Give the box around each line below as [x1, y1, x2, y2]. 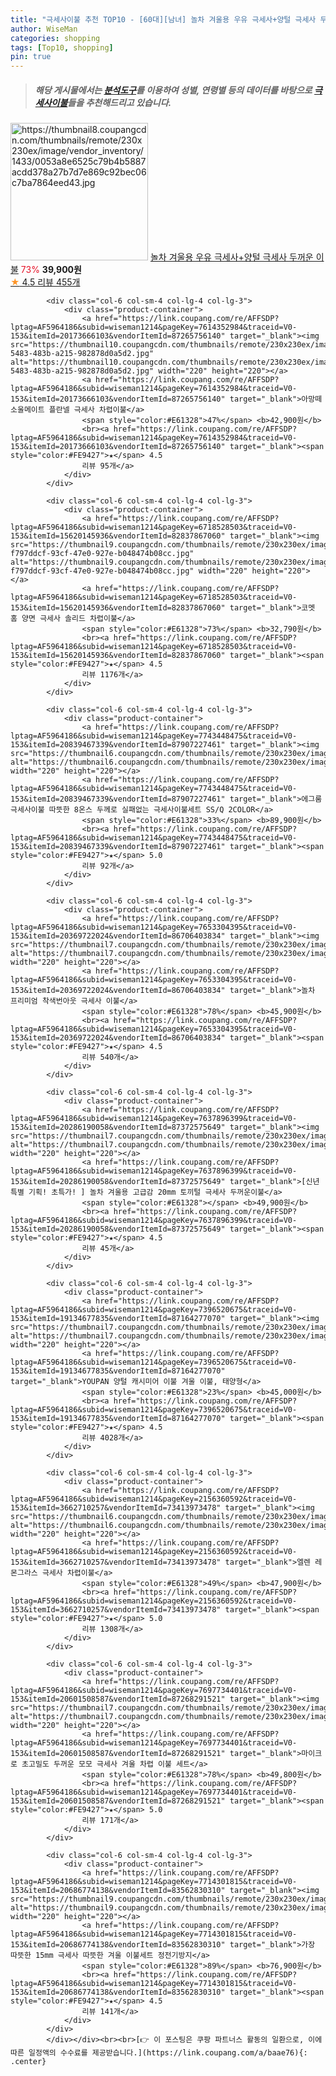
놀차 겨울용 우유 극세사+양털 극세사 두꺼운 [149, 251, 314, 263]
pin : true [10, 52, 52, 62]
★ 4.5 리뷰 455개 [10, 276, 81, 288]
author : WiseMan [10, 24, 78, 34]
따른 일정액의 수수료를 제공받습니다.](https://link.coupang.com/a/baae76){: [10, 2048, 308, 2058]
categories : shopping [10, 33, 101, 43]
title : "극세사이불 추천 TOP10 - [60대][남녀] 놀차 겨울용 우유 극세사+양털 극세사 [10, 14, 317, 25]
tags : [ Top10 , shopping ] [10, 42, 114, 53]
